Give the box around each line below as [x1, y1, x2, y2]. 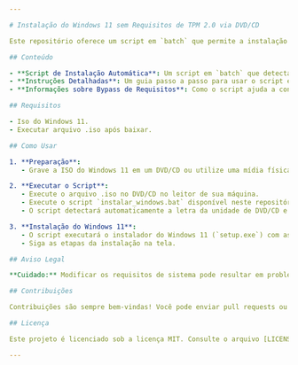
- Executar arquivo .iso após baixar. [9, 125, 153, 134]
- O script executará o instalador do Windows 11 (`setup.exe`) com [20, 230, 279, 239]
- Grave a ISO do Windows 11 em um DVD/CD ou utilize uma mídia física [20, 166, 292, 175]
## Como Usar [9, 141, 58, 151]
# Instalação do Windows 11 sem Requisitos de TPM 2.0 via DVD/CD [9, 20, 260, 29]
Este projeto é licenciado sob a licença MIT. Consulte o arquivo [9, 334, 260, 344]
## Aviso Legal [9, 254, 66, 264]
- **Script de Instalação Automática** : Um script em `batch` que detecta [9, 68, 292, 78]
